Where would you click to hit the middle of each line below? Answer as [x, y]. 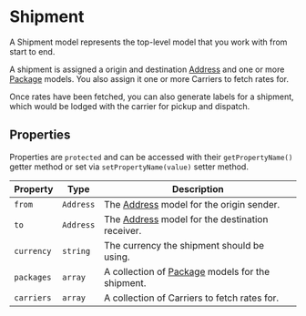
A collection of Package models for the [187, 271]
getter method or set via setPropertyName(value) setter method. [129, 167]
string [76, 251]
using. [117, 257]
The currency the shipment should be [184, 245]
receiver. [122, 230]
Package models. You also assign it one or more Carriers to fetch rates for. [149, 78]
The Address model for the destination [186, 219]
